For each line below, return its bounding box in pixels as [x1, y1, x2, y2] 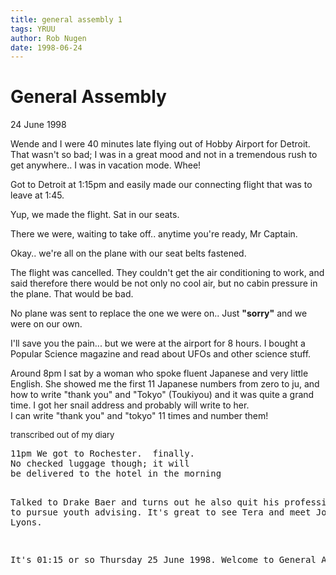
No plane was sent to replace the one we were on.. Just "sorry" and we [10, 307, 308, 320]
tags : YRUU [10, 24, 56, 34]
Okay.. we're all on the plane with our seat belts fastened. [10, 247, 247, 260]
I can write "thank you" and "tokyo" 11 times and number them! [10, 410, 269, 422]
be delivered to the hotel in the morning [10, 468, 222, 480]
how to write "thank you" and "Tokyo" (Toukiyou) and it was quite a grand [10, 389, 315, 401]
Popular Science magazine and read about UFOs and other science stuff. [10, 348, 312, 360]
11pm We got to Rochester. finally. [10, 448, 196, 460]
